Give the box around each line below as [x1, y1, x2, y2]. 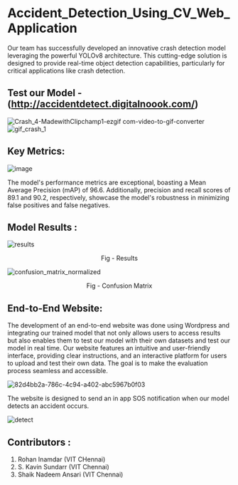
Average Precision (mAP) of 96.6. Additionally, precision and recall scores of [7, 185, 231, 194]
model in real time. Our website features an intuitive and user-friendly [7, 344, 211, 353]
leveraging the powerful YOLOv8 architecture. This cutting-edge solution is [7, 51, 227, 60]
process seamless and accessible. [7, 367, 108, 375]
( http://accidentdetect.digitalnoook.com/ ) [7, 98, 199, 110]
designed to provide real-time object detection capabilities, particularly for [7, 58, 225, 67]
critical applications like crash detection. [7, 66, 126, 75]
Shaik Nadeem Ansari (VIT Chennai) [17, 470, 124, 479]
